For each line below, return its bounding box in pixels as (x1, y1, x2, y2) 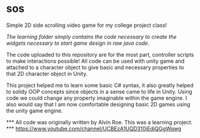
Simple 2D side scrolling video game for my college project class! (6, 22, 167, 29)
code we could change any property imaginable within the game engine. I (6, 94, 187, 102)
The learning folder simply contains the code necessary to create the (6, 33, 177, 40)
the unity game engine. (6, 107, 63, 114)
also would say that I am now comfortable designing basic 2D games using (6, 100, 190, 108)
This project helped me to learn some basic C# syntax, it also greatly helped (6, 81, 194, 88)
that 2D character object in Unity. (6, 70, 88, 77)
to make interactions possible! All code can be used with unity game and (6, 57, 185, 65)
